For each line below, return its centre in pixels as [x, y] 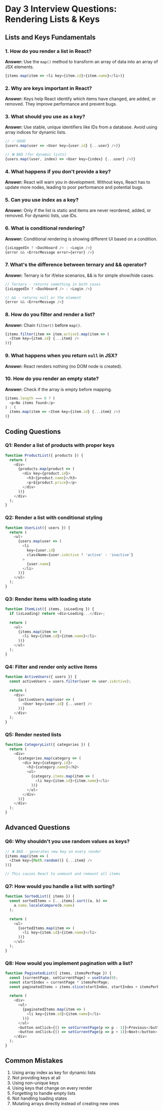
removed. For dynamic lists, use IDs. [41, 215]
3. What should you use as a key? [45, 116]
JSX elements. [19, 67]
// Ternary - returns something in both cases [53, 284]
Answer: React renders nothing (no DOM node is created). [64, 366]
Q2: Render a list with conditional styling [54, 518]
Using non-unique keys [35, 1083]
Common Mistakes [34, 1061]
